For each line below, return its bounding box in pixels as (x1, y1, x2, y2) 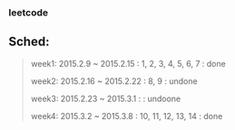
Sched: (8, 34, 50, 50)
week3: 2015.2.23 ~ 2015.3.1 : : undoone (30, 93, 181, 104)
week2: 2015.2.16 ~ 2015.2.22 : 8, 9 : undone (30, 75, 198, 87)
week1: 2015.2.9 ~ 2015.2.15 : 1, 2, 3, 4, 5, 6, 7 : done (30, 58, 226, 69)
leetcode (8, 6, 49, 19)
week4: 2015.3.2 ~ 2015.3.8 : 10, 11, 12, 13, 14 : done (30, 110, 223, 121)
